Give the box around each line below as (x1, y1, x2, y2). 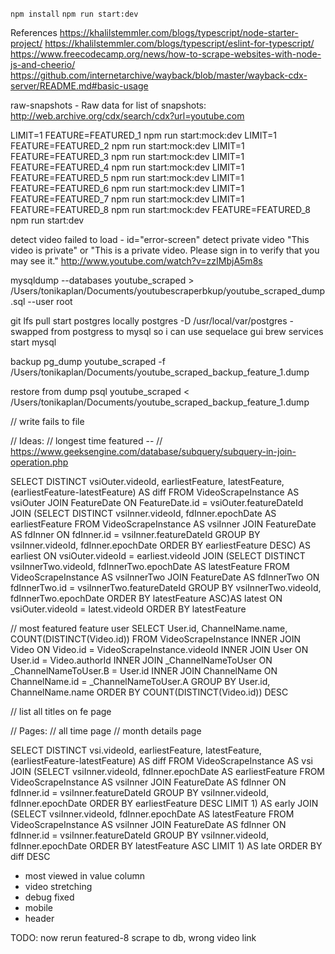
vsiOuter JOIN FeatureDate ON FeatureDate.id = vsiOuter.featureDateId (10, 497, 304, 508)
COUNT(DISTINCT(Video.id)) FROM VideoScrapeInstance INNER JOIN (10, 633, 301, 645)
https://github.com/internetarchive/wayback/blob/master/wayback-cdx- (10, 69, 308, 81)
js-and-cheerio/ (10, 59, 76, 70)
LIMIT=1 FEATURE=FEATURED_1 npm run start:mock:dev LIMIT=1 (10, 129, 277, 141)
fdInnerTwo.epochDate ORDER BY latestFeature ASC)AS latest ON (10, 593, 283, 604)
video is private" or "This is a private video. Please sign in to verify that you (10, 244, 320, 256)
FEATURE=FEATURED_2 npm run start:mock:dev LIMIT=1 (10, 140, 245, 152)
